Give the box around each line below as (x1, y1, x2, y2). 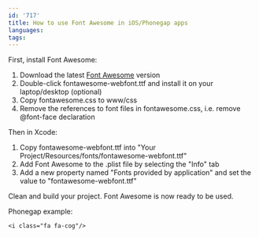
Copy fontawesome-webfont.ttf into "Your (19, 143, 156, 152)
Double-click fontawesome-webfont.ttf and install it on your (19, 79, 214, 88)
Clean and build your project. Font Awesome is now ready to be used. (8, 192, 234, 201)
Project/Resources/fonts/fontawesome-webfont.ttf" (19, 151, 187, 161)
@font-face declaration (19, 112, 96, 122)
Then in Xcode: (8, 128, 57, 137)
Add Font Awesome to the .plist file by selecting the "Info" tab (19, 159, 220, 169)
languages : (8, 26, 44, 34)
